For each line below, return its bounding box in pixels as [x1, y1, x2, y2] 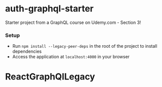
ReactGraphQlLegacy [5, 71, 95, 83]
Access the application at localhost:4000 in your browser [12, 54, 130, 60]
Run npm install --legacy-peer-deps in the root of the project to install [12, 43, 158, 49]
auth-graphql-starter [5, 3, 94, 14]
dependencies [12, 48, 42, 55]
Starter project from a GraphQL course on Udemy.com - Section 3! [5, 19, 141, 25]
